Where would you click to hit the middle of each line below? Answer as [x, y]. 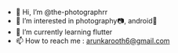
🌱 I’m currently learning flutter [64, 32]
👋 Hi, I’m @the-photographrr [62, 12]
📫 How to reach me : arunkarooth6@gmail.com [93, 41]
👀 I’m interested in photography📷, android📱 [86, 21]
